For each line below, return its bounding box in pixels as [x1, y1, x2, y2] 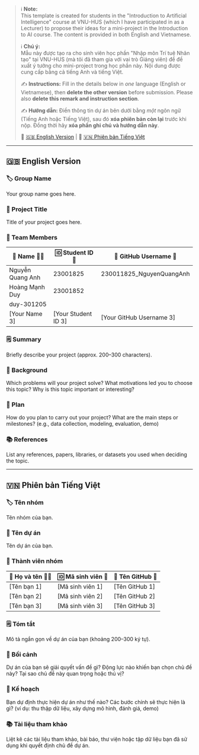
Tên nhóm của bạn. [6, 514, 53, 521]
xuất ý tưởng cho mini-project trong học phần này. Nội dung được [20, 62, 181, 69]
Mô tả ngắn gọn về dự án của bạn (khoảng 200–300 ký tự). [6, 636, 150, 643]
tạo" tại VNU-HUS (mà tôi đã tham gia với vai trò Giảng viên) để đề [20, 56, 183, 63]
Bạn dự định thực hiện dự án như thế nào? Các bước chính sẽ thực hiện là [6, 698, 185, 705]
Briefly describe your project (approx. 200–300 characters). [6, 351, 152, 358]
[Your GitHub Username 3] [101, 314, 176, 322]
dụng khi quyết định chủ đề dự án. [6, 741, 90, 749]
